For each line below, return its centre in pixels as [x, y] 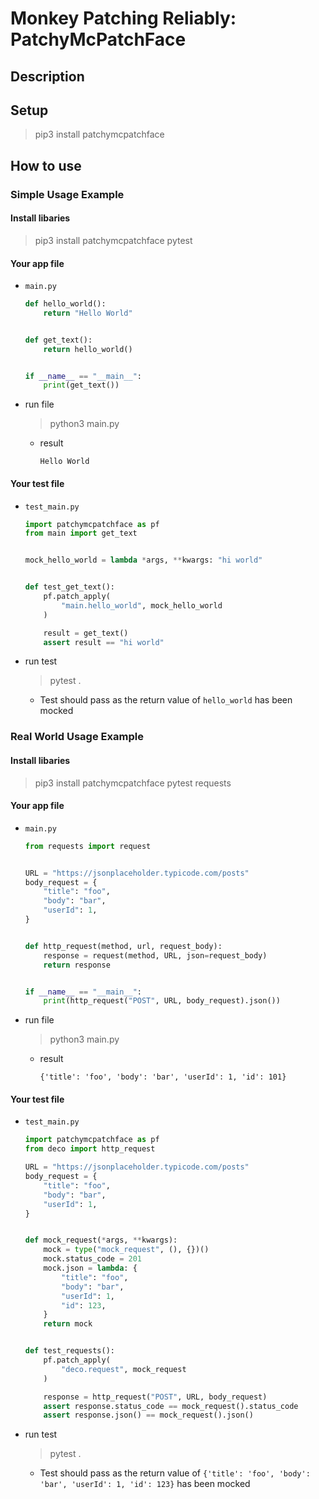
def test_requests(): [69, 1351]
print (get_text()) [81, 385]
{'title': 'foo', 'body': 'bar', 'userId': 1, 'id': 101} [163, 1077]
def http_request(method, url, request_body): [123, 946]
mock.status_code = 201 [92, 1259]
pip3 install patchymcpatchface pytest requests [133, 783]
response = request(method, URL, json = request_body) [155, 955]
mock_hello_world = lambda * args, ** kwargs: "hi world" [143, 560]
